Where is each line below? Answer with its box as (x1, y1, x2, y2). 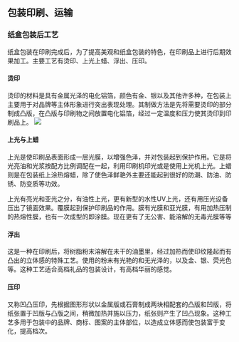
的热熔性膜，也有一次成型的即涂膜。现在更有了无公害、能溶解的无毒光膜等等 (7, 212, 232, 221)
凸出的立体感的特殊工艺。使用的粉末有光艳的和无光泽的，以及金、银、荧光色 (7, 256, 232, 265)
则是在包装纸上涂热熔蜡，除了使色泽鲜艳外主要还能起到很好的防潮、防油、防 (7, 170, 232, 180)
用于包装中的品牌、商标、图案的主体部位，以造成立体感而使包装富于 (19, 318, 219, 326)
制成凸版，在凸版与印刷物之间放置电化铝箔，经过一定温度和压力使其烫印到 (7, 109, 225, 118)
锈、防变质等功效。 (7, 180, 64, 188)
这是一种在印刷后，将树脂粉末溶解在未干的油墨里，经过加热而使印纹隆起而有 (7, 247, 232, 256)
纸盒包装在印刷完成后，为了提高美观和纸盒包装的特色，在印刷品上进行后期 (7, 47, 225, 56)
